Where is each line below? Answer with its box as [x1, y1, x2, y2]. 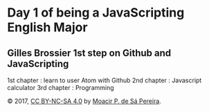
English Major [7, 19, 88, 35]
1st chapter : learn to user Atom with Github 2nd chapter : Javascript [7, 76, 202, 84]
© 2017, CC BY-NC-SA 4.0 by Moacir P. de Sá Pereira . [7, 97, 161, 105]
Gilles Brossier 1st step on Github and [7, 47, 172, 59]
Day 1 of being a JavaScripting [7, 5, 185, 21]
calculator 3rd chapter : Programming [7, 84, 114, 91]
